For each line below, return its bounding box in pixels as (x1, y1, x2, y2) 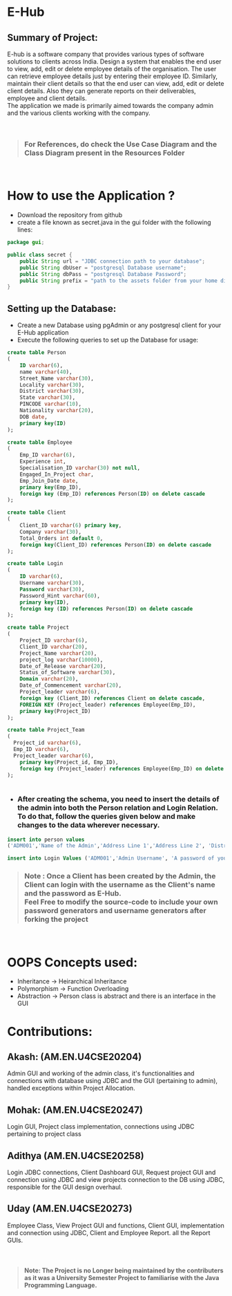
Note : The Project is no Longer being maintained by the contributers (23, 1266, 224, 1275)
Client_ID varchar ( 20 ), (19, 643, 88, 650)
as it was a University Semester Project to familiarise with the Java (23, 1274, 220, 1282)
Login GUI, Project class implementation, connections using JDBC (7, 1122, 195, 1131)
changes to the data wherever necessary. (17, 820, 160, 830)
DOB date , (19, 413, 48, 420)
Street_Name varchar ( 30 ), (19, 375, 95, 382)
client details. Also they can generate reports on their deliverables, (7, 87, 197, 95)
